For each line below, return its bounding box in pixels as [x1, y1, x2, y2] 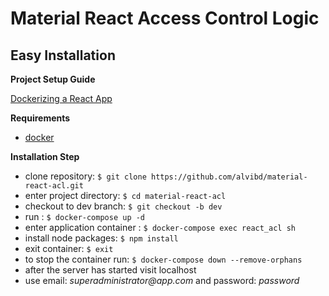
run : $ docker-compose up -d [24, 211, 146, 222]
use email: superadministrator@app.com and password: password [24, 275, 300, 286]
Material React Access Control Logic [10, 7, 320, 30]
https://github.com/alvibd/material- [150, 172, 308, 182]
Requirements [10, 112, 71, 124]
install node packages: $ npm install [24, 232, 179, 244]
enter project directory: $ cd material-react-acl [24, 190, 227, 201]
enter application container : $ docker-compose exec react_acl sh [24, 222, 296, 233]
